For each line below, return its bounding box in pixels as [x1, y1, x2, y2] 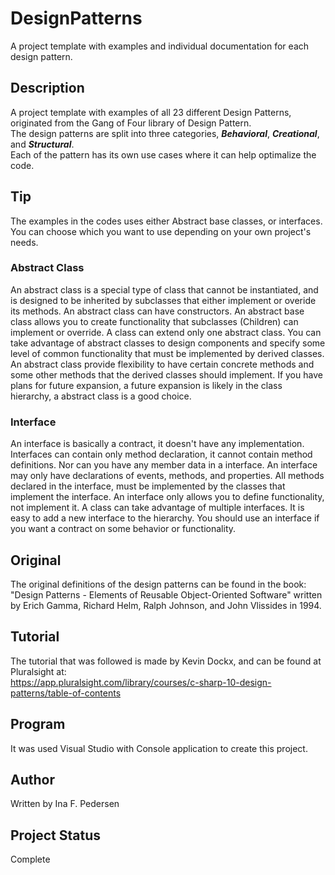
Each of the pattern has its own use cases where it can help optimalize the [10, 148, 317, 161]
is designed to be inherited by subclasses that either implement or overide [10, 294, 317, 306]
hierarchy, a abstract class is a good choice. [10, 390, 192, 402]
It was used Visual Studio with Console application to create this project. [10, 742, 308, 754]
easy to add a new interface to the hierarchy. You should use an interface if [10, 512, 320, 524]
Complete [10, 853, 51, 866]
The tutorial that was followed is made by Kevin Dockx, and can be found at [10, 655, 322, 667]
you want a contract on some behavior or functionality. [10, 523, 237, 535]
